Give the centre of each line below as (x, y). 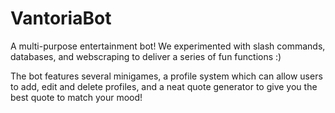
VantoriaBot (61, 18)
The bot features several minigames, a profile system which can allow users (166, 76)
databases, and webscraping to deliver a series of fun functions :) (146, 56)
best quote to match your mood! (76, 97)
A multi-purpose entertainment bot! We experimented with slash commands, (168, 46)
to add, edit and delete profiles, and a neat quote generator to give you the (164, 86)
